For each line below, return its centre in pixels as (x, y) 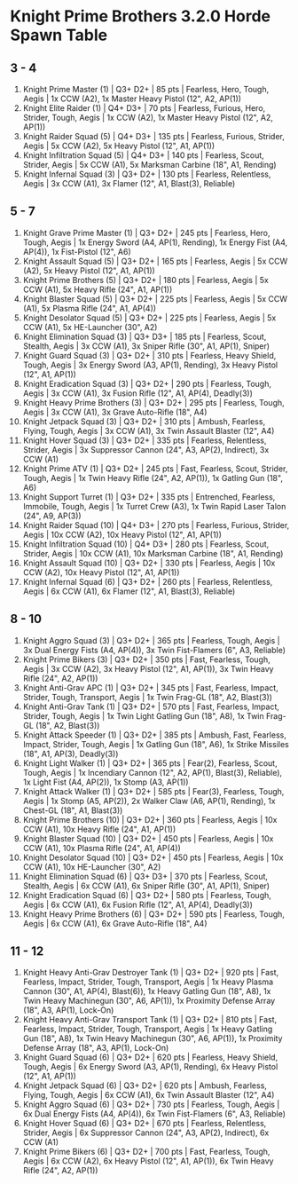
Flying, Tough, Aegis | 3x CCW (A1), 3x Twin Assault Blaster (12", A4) (149, 430)
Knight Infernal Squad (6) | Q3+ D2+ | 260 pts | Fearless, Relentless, (148, 581)
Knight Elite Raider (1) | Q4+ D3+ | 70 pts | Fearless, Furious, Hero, (144, 108)
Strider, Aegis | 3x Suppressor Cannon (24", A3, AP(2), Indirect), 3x (146, 449)
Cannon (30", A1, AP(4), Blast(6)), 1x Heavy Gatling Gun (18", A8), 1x (147, 991)
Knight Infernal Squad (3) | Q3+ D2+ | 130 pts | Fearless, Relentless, (147, 174)
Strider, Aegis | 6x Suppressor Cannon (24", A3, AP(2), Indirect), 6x (146, 1133)
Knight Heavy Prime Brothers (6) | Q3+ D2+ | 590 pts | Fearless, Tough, (153, 914)
